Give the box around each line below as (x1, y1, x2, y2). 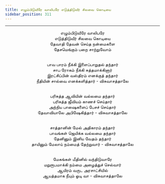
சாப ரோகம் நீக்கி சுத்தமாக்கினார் (53, 67, 112, 73)
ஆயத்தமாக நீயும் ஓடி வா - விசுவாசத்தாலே (42, 173, 123, 179)
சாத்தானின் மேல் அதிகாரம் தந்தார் (50, 125, 115, 131)
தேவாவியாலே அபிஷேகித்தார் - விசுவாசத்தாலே (37, 109, 128, 115)
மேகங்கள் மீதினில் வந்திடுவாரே (53, 156, 112, 162)
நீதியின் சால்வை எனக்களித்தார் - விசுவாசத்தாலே (36, 78, 129, 84)
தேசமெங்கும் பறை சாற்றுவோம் (54, 46, 111, 52)
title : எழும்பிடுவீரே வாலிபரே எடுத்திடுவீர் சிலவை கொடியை (5, 7, 111, 12)
